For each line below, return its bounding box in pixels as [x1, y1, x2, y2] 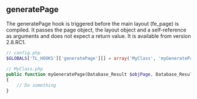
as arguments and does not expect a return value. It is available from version [6, 32, 191, 40]
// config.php [6, 49, 41, 56]
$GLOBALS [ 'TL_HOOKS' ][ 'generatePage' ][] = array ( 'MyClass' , [6, 55, 157, 61]
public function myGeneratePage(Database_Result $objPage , [6, 72, 154, 77]
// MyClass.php [6, 66, 43, 72]
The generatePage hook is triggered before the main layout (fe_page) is [6, 20, 179, 27]
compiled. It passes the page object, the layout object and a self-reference [6, 26, 186, 33]
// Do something [16, 83, 57, 89]
